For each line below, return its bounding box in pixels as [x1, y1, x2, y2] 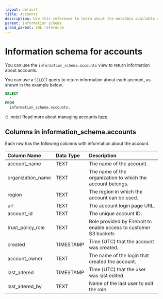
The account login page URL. [89, 202, 155, 209]
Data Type [55, 152, 80, 159]
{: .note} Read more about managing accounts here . [5, 114, 109, 120]
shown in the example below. [5, 82, 63, 88]
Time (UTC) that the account [89, 238, 154, 245]
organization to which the [89, 175, 147, 181]
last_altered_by [7, 283, 42, 290]
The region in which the [89, 188, 143, 195]
